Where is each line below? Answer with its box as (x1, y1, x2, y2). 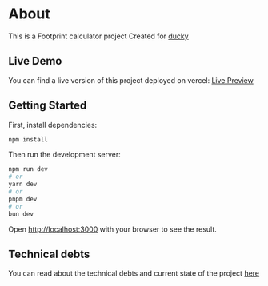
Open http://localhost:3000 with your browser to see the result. (8, 224, 218, 234)
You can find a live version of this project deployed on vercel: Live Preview (8, 75, 254, 85)
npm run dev (8, 165, 48, 173)
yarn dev (8, 181, 38, 189)
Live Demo (8, 54, 62, 68)
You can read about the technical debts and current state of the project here (8, 268, 260, 278)
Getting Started (8, 99, 87, 113)
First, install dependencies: (8, 120, 98, 129)
